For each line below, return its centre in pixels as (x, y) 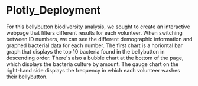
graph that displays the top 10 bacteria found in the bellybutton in (85, 51)
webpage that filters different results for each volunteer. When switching (95, 32)
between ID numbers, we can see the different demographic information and (99, 39)
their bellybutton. (27, 77)
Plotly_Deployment (53, 10)
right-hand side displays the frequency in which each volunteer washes (93, 70)
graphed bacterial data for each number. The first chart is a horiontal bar (95, 45)
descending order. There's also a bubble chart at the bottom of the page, (95, 58)
